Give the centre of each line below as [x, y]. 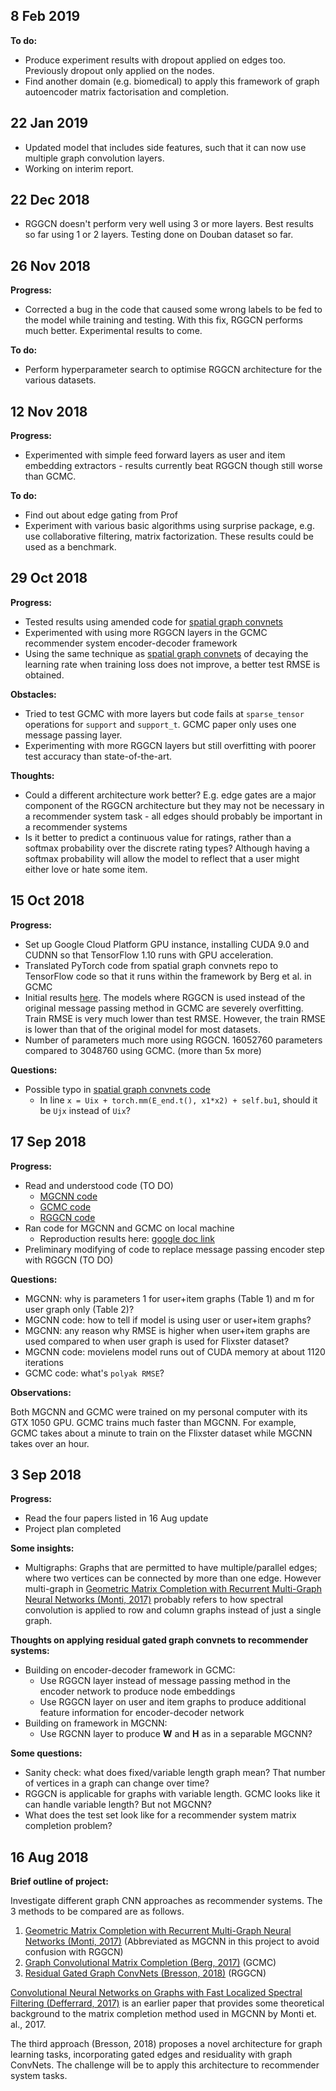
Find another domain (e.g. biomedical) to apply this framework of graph [172, 81]
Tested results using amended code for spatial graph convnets [153, 621]
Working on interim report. [79, 168]
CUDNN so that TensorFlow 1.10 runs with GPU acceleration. [149, 955]
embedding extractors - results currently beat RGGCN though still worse [173, 466]
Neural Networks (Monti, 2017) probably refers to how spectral [154, 1600]
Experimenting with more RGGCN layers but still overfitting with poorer [170, 745]
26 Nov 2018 [51, 265]
